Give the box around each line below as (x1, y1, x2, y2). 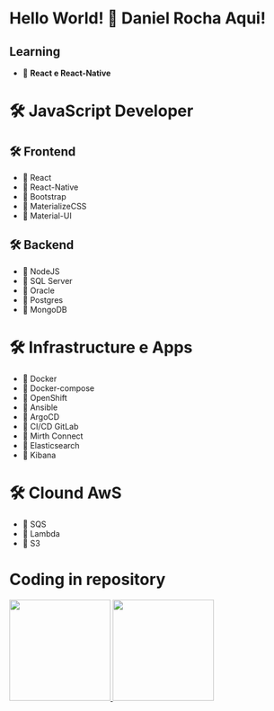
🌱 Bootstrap (22, 191, 66, 201)
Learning (9, 44, 61, 59)
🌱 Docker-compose (22, 382, 95, 394)
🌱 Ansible (22, 402, 58, 413)
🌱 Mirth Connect (22, 431, 84, 441)
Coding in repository (9, 569, 166, 590)
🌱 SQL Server (22, 275, 74, 286)
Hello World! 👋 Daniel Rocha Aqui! (9, 8, 267, 29)
